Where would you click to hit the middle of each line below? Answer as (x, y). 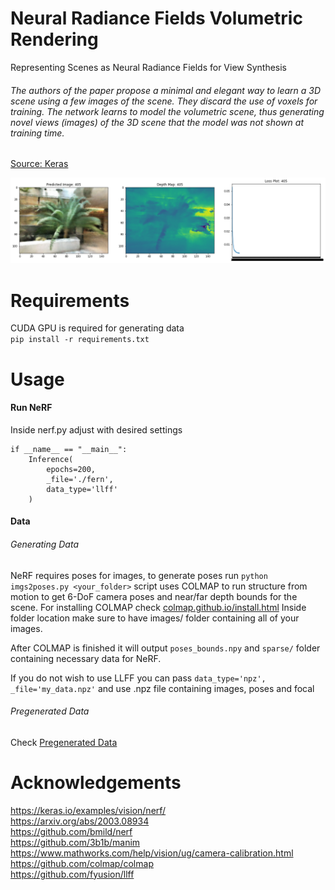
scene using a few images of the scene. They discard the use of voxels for (164, 101)
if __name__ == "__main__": (69, 449)
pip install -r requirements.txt (80, 340)
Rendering (54, 39)
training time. (37, 133)
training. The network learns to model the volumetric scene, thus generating (167, 111)
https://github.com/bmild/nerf (71, 831)
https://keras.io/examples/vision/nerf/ (88, 810)
